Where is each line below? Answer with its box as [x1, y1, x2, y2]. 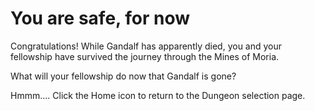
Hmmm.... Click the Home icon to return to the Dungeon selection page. [10, 89, 306, 101]
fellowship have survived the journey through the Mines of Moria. [10, 50, 280, 62]
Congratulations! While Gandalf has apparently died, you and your [10, 40, 283, 52]
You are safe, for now [10, 7, 190, 30]
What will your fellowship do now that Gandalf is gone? [10, 70, 237, 82]
